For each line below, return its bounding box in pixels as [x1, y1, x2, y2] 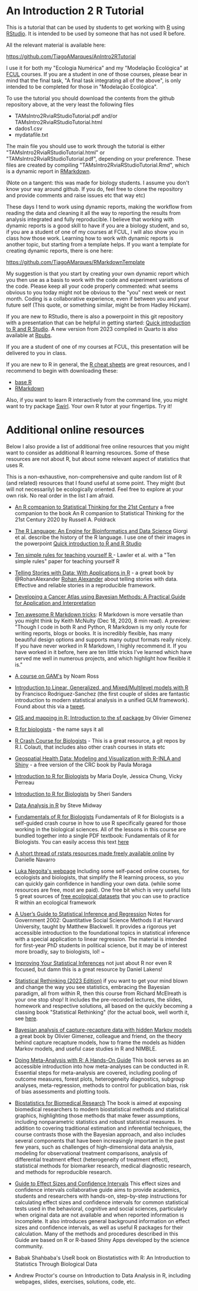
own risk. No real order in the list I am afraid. [6, 492, 114, 499]
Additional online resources [6, 424, 145, 437]
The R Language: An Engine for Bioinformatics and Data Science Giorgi [14, 527, 188, 534]
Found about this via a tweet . [14, 703, 86, 710]
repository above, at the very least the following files [6, 100, 134, 108]
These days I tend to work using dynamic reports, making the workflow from [6, 203, 193, 210]
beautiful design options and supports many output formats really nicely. [14, 636, 192, 643]
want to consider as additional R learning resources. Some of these [6, 449, 170, 456]
